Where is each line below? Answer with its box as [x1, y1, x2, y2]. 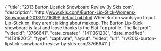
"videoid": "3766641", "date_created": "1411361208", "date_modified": [5, 30, 146, 36]
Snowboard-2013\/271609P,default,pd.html [5, 15, 92, 20]
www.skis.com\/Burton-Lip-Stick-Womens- [48, 9, 136, 15]
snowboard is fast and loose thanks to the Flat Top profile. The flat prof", [5, 25, 152, 31]
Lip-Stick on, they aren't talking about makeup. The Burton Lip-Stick [5, 20, 143, 25]
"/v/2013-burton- [122, 35, 156, 41]
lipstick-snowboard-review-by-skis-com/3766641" [5, 41, 108, 46]
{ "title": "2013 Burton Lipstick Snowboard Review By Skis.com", [5, 4, 134, 10]
